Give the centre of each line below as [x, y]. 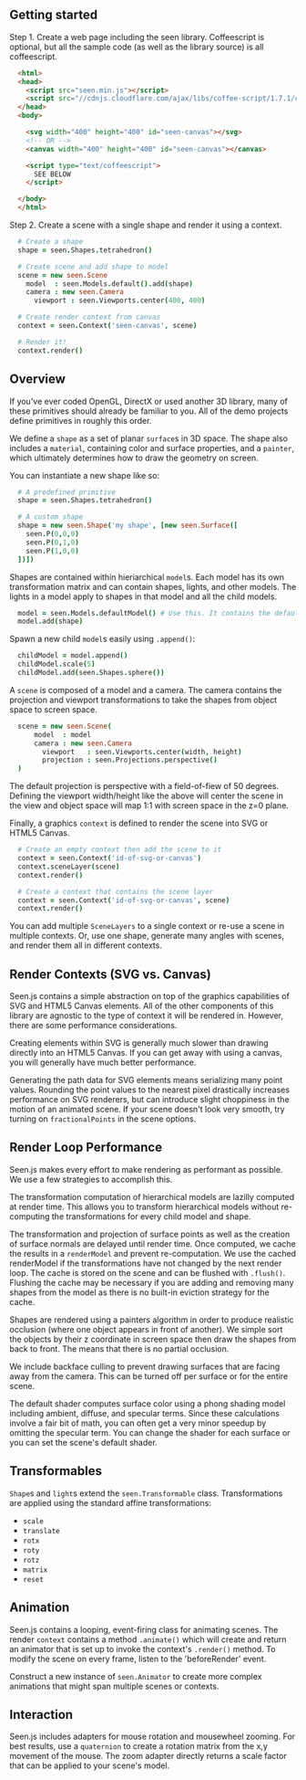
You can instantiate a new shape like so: [85, 475]
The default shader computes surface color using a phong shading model [148, 1403]
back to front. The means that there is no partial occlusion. [119, 1348]
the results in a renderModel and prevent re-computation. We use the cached [153, 1253]
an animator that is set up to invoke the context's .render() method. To [143, 1648]
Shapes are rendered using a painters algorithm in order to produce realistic [152, 1320]
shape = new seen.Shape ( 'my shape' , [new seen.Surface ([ [128, 526]
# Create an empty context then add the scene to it [120, 850]
